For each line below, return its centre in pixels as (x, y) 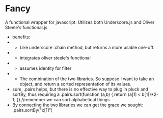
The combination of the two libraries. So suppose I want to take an (87, 79)
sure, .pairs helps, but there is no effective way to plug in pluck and (80, 89)
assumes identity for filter (45, 68)
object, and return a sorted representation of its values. (75, 84)
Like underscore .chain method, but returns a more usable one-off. (87, 47)
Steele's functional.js (26, 27)
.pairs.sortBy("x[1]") (32, 110)
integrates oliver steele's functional (55, 58)
